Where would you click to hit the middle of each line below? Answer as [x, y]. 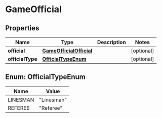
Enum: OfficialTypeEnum [46, 77]
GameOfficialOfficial [67, 51]
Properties [22, 28]
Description [112, 42]
